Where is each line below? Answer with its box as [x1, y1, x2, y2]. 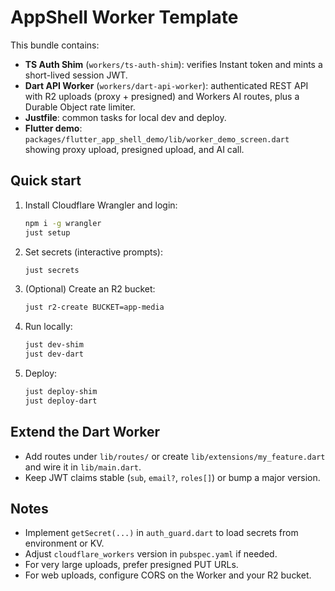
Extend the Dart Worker [10, 424, 161, 441]
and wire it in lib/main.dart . [24, 461, 142, 473]
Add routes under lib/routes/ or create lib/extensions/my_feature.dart [24, 450, 326, 462]
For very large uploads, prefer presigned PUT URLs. [24, 559, 239, 571]
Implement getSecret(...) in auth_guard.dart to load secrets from [24, 527, 299, 539]
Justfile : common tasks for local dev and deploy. [24, 111, 227, 123]
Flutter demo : [24, 122, 83, 134]
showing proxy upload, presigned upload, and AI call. [24, 143, 245, 155]
